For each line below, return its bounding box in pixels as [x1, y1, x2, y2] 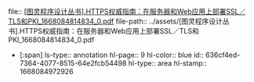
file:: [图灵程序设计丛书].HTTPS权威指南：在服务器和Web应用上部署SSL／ [8, 7, 246, 16]
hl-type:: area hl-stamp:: [128, 59, 207, 68]
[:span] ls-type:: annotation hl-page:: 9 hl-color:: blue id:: [19, 50, 204, 59]
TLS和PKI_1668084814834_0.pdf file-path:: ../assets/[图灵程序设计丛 [8, 16, 230, 26]
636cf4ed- [205, 50, 241, 59]
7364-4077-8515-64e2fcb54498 [19, 59, 127, 68]
